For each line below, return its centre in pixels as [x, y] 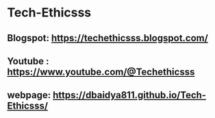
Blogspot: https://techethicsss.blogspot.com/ [108, 38]
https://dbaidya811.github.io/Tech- [129, 95]
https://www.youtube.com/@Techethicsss [101, 72]
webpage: [29, 95]
